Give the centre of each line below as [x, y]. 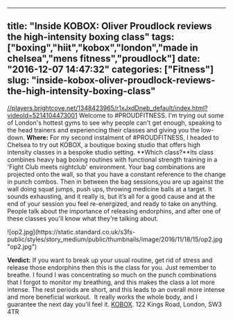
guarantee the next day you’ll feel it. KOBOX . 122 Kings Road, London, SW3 [115, 304]
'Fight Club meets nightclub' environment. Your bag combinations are [106, 166]
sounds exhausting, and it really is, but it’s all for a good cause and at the [111, 196]
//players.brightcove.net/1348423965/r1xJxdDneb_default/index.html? [107, 107]
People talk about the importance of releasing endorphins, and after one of [114, 211]
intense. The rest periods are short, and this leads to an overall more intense [116, 289]
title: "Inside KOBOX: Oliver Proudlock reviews [110, 26]
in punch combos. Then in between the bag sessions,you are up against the [115, 182]
